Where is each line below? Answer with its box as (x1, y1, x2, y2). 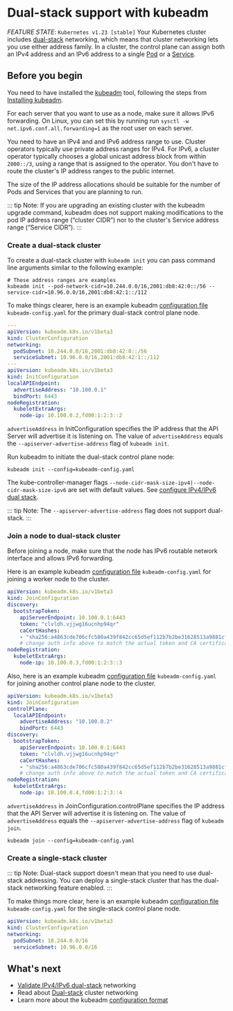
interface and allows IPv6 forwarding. (7, 554, 114, 563)
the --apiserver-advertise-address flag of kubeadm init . (7, 439, 169, 448)
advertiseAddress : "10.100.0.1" (13, 386, 107, 393)
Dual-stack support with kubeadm (7, 5, 209, 21)
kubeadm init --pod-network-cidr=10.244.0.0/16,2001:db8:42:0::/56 (7, 283, 207, 290)
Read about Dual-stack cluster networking (17, 989, 139, 997)
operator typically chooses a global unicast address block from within (7, 152, 207, 160)
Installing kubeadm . (7, 96, 64, 104)
